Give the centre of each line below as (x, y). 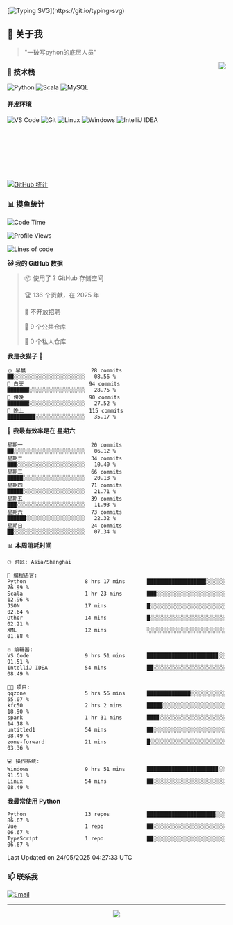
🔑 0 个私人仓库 (45, 341)
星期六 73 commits (65, 512)
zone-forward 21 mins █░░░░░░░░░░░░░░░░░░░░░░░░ (116, 742)
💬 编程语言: (23, 576)
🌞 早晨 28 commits (65, 370)
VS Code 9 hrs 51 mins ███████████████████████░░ (116, 655)
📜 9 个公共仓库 (45, 327)
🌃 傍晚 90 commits (64, 397)
